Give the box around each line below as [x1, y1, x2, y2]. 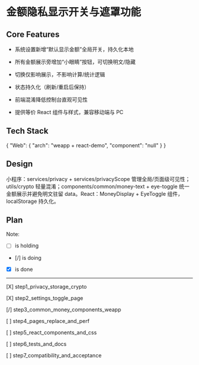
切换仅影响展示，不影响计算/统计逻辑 [14, 71, 105, 77]
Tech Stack [6, 126, 49, 136]
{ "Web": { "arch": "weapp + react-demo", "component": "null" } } [6, 141, 166, 148]
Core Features [6, 29, 60, 39]
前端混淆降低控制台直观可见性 [14, 96, 88, 103]
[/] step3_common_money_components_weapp [6, 306, 121, 313]
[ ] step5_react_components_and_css [6, 329, 97, 336]
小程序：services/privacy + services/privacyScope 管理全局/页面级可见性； [6, 175, 191, 182]
